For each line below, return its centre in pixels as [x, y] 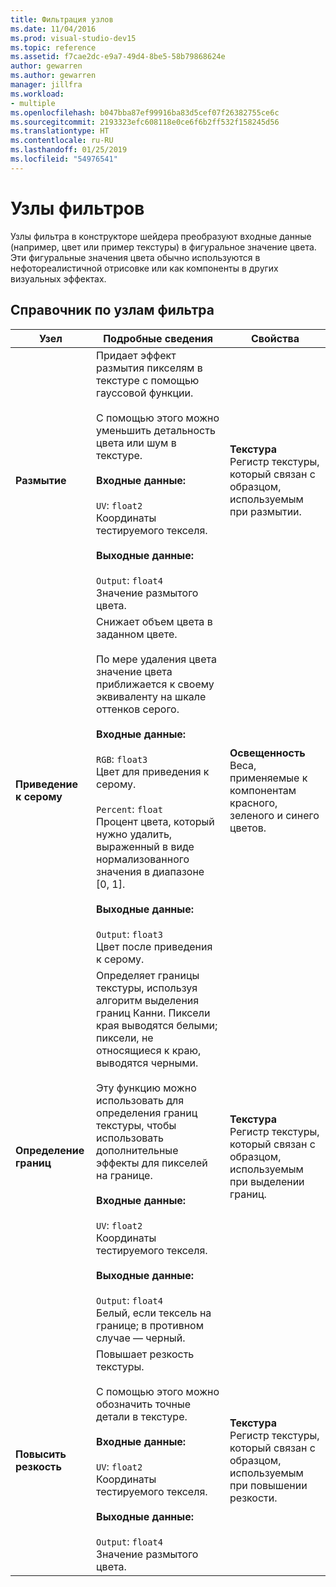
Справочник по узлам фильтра [112, 310]
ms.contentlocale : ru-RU [62, 141]
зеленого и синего [274, 815]
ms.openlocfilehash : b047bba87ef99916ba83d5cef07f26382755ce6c [145, 112]
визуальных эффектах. [58, 278]
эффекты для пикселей [152, 1163]
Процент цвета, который [155, 821]
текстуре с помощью [148, 380]
